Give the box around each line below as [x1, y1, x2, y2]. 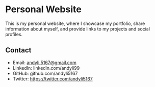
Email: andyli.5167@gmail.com [12, 60, 76, 66]
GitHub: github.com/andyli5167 [12, 70, 78, 76]
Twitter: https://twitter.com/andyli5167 [12, 75, 93, 82]
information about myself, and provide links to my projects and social [5, 25, 150, 32]
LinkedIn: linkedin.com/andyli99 [12, 65, 80, 71]
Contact [5, 46, 32, 54]
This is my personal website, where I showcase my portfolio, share [5, 20, 145, 26]
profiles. [5, 31, 23, 37]
